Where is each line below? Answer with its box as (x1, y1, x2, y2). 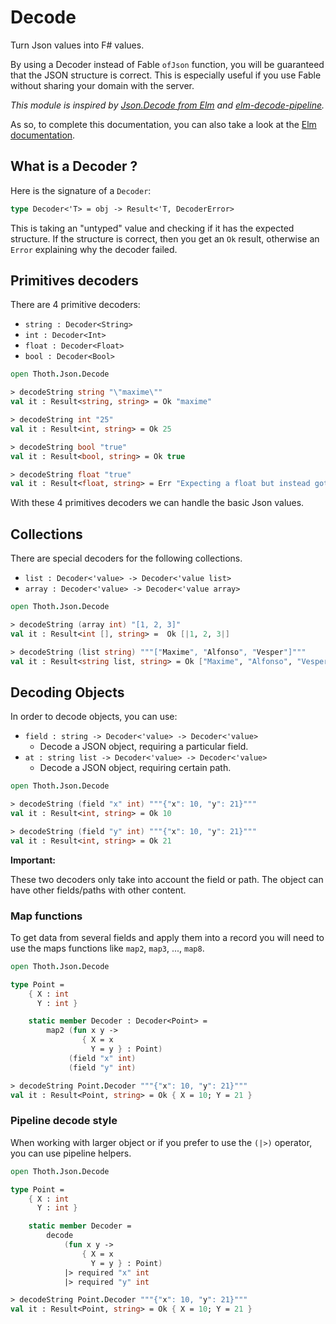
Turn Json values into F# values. (10, 39, 145, 51)
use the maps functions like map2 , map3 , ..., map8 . (10, 942, 205, 954)
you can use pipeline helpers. (10, 1147, 132, 1159)
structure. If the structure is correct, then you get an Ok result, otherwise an (10, 232, 320, 245)
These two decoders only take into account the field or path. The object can (10, 873, 324, 885)
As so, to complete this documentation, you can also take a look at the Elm (10, 118, 317, 130)
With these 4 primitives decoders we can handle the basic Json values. (10, 497, 305, 509)
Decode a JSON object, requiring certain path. (39, 762, 232, 774)
